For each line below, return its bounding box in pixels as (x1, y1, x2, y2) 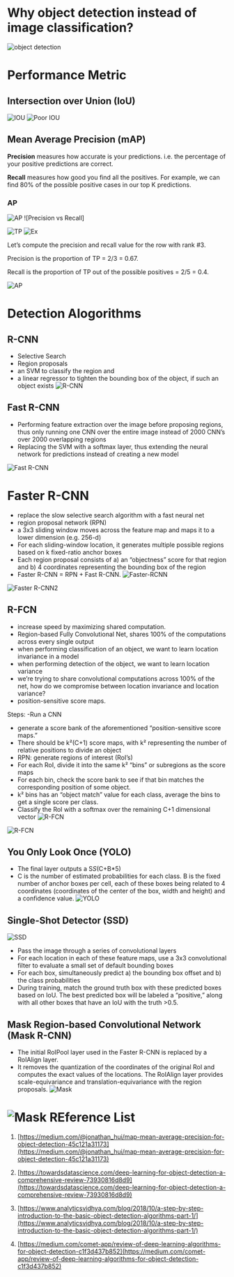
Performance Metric (7, 68, 127, 83)
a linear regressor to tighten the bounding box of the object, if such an (17, 375, 219, 383)
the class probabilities (17, 976, 81, 985)
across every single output (17, 637, 94, 646)
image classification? (7, 20, 134, 36)
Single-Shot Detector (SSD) (7, 914, 129, 926)
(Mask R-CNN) (7, 1029, 72, 1041)
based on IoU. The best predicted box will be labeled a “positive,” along (17, 991, 223, 999)
